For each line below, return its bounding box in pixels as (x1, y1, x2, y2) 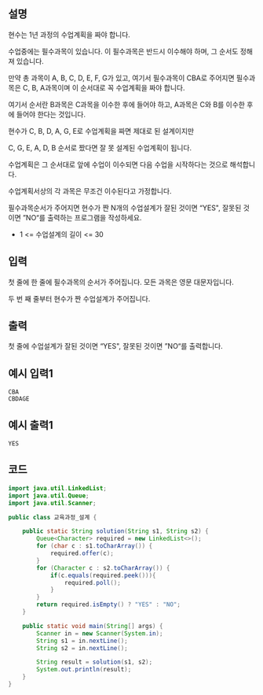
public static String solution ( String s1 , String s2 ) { (22, 527, 210, 535)
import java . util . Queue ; (8, 491, 89, 500)
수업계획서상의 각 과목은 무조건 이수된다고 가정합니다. (8, 186, 172, 195)
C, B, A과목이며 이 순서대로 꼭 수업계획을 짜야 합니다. (22, 83, 185, 92)
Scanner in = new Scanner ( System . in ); (36, 629, 163, 638)
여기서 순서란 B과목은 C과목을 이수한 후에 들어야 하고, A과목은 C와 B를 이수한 (8, 99, 246, 109)
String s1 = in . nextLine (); (36, 637, 128, 645)
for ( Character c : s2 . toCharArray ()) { (36, 564, 170, 572)
